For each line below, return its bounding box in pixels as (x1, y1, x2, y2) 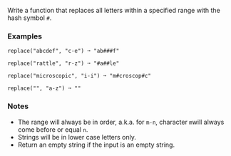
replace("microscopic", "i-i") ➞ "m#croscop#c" (7, 73, 152, 80)
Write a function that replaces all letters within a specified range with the (7, 6, 221, 14)
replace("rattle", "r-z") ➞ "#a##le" (7, 60, 120, 67)
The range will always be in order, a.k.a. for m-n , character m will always (17, 118, 225, 126)
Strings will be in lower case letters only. (17, 132, 137, 141)
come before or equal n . (17, 125, 88, 134)
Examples (7, 31, 43, 41)
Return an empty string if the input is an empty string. (17, 140, 175, 149)
